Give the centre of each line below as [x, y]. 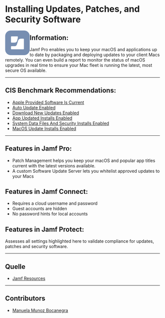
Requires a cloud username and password [55, 203]
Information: [49, 38]
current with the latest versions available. [54, 165]
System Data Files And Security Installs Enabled [61, 123]
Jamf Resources [29, 279]
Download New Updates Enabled [46, 113]
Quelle [15, 267]
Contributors [25, 299]
